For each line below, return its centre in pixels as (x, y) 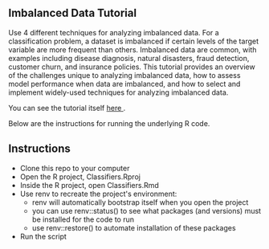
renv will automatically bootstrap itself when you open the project (140, 202)
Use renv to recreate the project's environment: (98, 194)
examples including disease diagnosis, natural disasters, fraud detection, (129, 58)
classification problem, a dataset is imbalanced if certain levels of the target (134, 41)
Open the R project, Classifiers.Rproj (80, 177)
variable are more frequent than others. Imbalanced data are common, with (132, 49)
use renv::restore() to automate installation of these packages (134, 227)
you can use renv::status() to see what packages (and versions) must (147, 210)
